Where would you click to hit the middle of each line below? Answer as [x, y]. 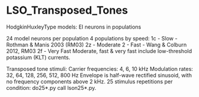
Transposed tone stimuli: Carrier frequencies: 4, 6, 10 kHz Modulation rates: [100, 68]
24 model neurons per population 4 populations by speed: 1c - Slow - [92, 38]
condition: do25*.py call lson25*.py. [51, 87]
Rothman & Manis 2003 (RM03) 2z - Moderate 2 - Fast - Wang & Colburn [97, 45]
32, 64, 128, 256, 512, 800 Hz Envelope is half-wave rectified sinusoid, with [99, 75]
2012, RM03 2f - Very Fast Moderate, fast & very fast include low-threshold [99, 51]
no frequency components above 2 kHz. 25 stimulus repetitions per [89, 82]
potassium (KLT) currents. [38, 57]
